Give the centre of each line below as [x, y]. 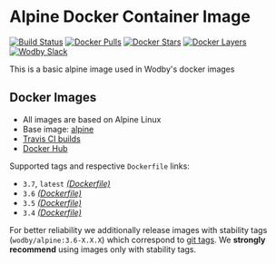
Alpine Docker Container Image [130, 17]
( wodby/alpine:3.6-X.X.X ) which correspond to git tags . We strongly [138, 240]
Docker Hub [45, 148]
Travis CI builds [52, 139]
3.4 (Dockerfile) [52, 212]
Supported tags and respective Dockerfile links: [100, 166]
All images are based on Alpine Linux [92, 119]
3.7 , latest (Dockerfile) [66, 183]
